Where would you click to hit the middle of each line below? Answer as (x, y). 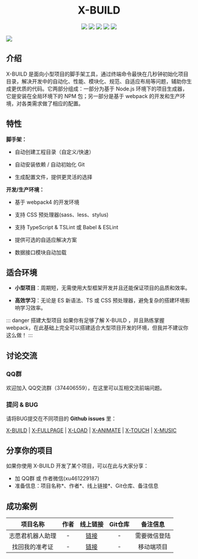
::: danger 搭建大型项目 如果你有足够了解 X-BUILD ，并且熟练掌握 (85, 320)
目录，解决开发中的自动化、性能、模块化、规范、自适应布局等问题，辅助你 (96, 81)
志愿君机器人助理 (33, 535)
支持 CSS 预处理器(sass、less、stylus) (62, 214)
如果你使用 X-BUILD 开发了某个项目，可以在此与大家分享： (77, 466)
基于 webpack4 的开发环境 (47, 202)
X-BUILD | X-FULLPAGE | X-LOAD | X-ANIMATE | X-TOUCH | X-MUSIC (91, 430)
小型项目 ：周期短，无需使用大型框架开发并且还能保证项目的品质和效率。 (102, 288)
